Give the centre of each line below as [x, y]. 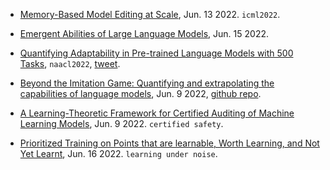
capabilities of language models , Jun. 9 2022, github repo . [140, 93]
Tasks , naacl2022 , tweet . [70, 63]
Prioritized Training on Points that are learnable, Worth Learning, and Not [169, 143]
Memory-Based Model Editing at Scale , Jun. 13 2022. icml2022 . [150, 14]
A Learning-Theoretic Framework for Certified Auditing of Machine [157, 113]
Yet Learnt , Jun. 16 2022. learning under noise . [118, 153]
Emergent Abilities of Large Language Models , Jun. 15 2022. [144, 33]
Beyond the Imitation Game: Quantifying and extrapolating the [147, 83]
